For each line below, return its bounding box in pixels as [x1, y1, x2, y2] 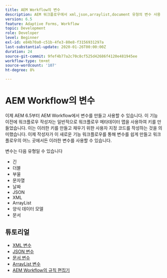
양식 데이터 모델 [12, 206, 43, 212]
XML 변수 [12, 242, 31, 248]
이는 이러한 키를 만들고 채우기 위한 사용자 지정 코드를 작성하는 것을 [27, 125, 157, 131]
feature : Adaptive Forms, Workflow [5, 21, 79, 26]
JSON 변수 [12, 248, 34, 255]
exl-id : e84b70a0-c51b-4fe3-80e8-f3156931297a [5, 40, 104, 45]
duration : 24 [5, 49, 32, 54]
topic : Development [5, 26, 46, 31]
